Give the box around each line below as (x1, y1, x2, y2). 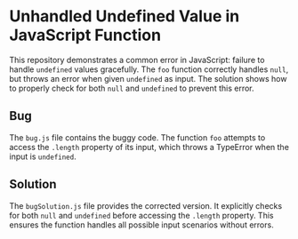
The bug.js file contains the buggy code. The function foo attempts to (9, 131, 266, 143)
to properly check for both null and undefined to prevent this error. (9, 83, 254, 93)
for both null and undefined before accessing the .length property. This (9, 210, 274, 220)
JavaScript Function (9, 25, 162, 45)
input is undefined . (9, 151, 77, 162)
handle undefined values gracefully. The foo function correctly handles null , (9, 64, 289, 75)
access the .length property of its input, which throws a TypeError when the (9, 141, 289, 152)
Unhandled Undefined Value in (9, 6, 240, 27)
